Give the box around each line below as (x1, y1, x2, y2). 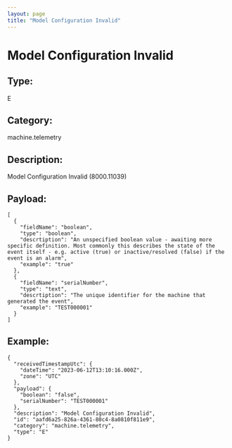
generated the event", (7, 298, 74, 305)
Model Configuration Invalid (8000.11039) (7, 172, 127, 181)
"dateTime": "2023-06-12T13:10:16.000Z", (20, 366, 143, 374)
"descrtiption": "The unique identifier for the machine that (20, 291, 206, 298)
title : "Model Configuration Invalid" (7, 17, 121, 24)
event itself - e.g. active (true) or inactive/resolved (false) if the (7, 248, 225, 255)
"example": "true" (20, 260, 74, 268)
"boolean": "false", (20, 391, 80, 399)
